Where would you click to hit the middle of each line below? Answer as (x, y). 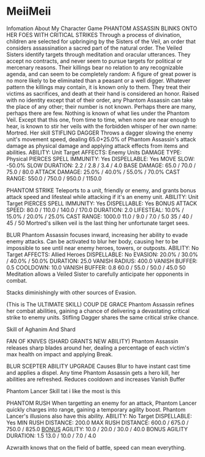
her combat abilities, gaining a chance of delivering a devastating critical (98, 311)
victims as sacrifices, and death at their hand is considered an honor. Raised (103, 93)
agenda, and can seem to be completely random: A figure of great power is (101, 74)
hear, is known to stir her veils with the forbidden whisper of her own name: (102, 126)
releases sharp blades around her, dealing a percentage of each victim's (98, 348)
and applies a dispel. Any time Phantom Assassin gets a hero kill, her (93, 372)
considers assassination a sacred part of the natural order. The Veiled (94, 48)
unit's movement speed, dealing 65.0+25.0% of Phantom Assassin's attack (101, 139)
